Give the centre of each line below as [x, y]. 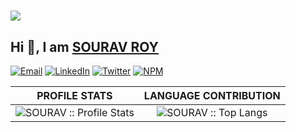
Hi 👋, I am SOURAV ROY [84, 46]
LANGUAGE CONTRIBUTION [212, 95]
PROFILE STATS [74, 95]
